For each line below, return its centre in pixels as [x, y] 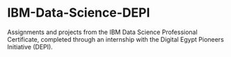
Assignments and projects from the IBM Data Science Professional [103, 32]
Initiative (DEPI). [30, 47]
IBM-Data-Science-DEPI [79, 13]
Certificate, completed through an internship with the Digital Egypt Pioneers [115, 39]
